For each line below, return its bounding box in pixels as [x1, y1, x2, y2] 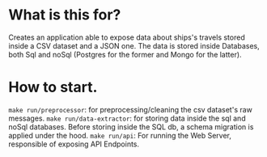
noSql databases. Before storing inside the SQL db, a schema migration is [8, 121, 254, 131]
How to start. [8, 78, 98, 96]
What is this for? [8, 6, 121, 24]
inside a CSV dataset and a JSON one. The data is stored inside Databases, [8, 40, 261, 50]
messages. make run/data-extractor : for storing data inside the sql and [8, 113, 246, 123]
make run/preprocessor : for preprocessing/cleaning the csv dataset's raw [8, 104, 253, 114]
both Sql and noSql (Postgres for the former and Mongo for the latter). [8, 49, 242, 59]
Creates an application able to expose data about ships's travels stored [8, 32, 245, 42]
